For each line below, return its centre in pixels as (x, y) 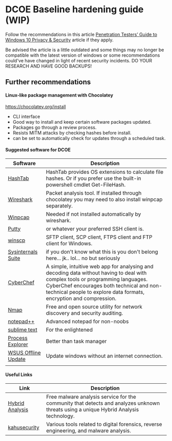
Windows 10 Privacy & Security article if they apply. (59, 40)
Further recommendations (48, 82)
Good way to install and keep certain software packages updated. (82, 122)
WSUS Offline (24, 353)
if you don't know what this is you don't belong (102, 251)
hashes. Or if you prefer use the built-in (94, 178)
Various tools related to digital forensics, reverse (104, 424)
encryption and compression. (81, 298)
